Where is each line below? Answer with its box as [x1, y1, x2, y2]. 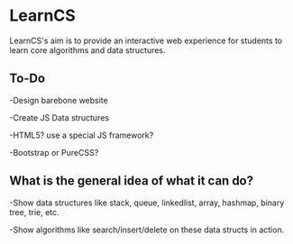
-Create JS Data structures [9, 112, 110, 122]
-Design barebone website [9, 95, 108, 105]
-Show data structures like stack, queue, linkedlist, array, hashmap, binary [9, 197, 285, 208]
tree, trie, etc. [9, 206, 60, 217]
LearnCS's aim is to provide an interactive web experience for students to [9, 35, 282, 46]
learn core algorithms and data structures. [9, 44, 166, 55]
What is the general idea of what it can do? [9, 173, 254, 189]
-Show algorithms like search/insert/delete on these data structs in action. [9, 224, 285, 235]
